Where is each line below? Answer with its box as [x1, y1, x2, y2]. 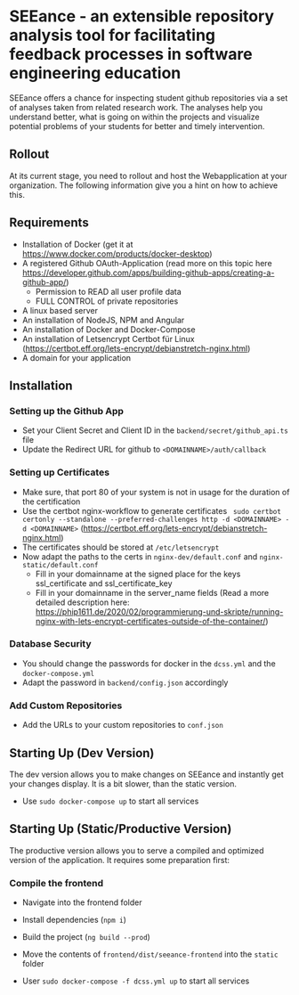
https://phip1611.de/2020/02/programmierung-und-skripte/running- [35, 606, 284, 616]
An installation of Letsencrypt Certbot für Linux [21, 333, 195, 344]
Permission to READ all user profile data [35, 286, 182, 297]
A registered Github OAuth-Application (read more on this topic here [21, 257, 273, 268]
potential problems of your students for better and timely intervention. [9, 120, 265, 131]
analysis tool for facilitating [9, 25, 216, 45]
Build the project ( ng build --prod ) [21, 932, 151, 942]
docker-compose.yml [21, 669, 95, 678]
